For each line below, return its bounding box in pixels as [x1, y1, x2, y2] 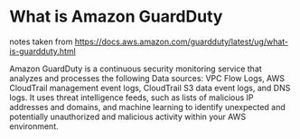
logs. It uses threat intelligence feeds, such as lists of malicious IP [9, 92, 255, 103]
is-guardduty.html [9, 45, 77, 56]
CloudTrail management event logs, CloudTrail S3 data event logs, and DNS [9, 82, 291, 93]
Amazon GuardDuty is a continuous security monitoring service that [9, 63, 262, 74]
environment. [9, 120, 59, 132]
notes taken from [9, 36, 73, 47]
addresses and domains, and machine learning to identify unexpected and [9, 101, 286, 112]
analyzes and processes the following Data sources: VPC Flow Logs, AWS [9, 72, 285, 83]
